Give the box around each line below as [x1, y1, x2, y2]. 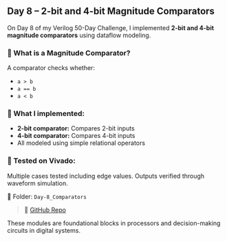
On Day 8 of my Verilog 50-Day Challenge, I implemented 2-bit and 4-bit [7, 23, 215, 32]
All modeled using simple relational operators [17, 139, 146, 147]
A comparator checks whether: [7, 64, 95, 72]
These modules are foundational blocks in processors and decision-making [7, 219, 221, 227]
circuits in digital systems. [7, 226, 81, 234]
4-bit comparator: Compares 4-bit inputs [17, 132, 136, 140]
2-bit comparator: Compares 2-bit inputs [17, 124, 136, 133]
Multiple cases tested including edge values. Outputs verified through [7, 172, 205, 180]
